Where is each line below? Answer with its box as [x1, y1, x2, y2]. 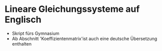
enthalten [11, 41, 32, 47]
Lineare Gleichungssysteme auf [4, 3, 140, 15]
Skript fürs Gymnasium [11, 30, 59, 36]
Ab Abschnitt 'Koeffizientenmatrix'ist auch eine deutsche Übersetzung [11, 36, 157, 42]
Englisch [4, 14, 41, 25]
